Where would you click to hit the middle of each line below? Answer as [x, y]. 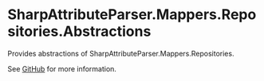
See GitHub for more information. [62, 68]
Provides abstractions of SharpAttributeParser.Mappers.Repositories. [121, 53]
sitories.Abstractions [79, 31]
